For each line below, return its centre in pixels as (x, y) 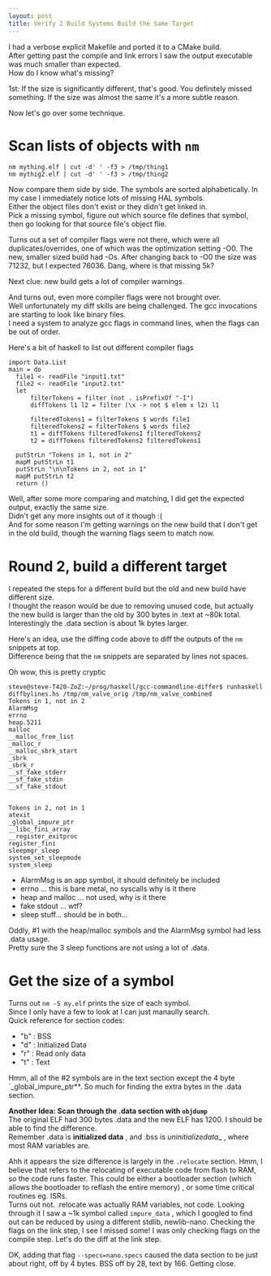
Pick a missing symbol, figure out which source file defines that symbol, (129, 216)
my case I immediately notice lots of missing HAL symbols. (107, 198)
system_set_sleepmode (45, 858)
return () (32, 484)
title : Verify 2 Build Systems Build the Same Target (101, 24)
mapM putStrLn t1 (45, 462)
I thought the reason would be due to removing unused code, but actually (131, 606)
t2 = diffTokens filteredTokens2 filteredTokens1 (115, 441)
